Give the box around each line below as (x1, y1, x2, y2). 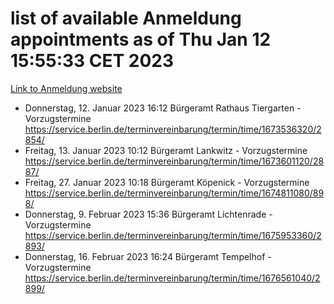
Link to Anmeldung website (10, 82, 123, 94)
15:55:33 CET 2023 (10, 50, 175, 72)
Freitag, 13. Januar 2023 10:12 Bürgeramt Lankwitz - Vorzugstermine (24, 144, 308, 156)
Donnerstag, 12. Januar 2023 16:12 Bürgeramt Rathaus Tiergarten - (24, 102, 302, 114)
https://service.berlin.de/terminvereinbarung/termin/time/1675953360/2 (24, 229, 322, 241)
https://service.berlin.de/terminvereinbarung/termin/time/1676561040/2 (24, 272, 321, 284)
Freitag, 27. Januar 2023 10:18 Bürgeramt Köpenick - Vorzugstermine (24, 176, 310, 188)
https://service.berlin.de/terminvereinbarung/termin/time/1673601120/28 (24, 155, 325, 167)
